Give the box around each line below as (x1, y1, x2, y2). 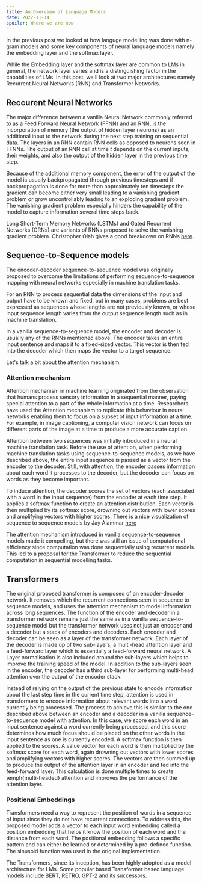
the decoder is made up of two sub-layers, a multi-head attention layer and (6, 641, 192, 649)
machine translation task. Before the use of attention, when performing (6, 443, 182, 451)
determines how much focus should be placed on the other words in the (6, 729, 185, 737)
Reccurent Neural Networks (6, 97, 113, 108)
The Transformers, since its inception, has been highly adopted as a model (6, 859, 192, 866)
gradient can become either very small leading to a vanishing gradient (6, 189, 180, 196)
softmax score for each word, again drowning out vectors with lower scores (6, 748, 194, 756)
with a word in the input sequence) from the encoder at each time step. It (6, 494, 188, 501)
